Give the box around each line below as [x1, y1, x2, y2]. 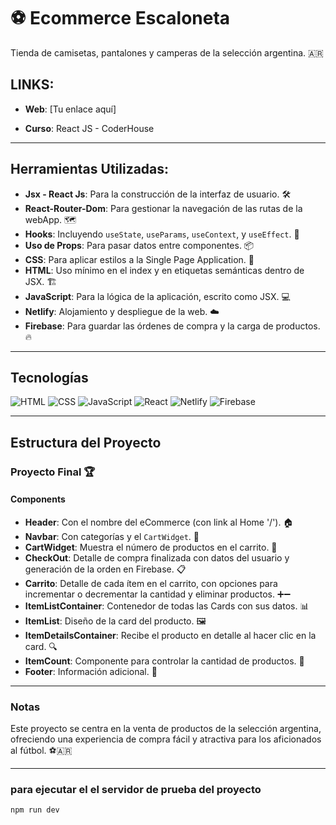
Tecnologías [10, 369, 89, 386]
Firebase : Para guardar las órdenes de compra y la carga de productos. [24, 320, 321, 332]
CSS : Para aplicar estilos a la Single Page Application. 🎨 [24, 253, 255, 265]
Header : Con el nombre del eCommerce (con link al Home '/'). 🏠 [24, 516, 294, 528]
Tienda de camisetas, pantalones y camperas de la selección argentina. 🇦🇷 [10, 46, 324, 59]
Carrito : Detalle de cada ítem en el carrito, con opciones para [24, 577, 278, 589]
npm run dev [10, 805, 60, 815]
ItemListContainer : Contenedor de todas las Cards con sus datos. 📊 [24, 600, 310, 612]
